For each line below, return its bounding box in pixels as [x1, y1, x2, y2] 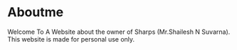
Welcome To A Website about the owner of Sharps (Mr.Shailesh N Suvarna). [7, 27, 231, 36]
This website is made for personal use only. [7, 35, 135, 43]
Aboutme [7, 4, 64, 20]
